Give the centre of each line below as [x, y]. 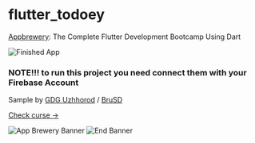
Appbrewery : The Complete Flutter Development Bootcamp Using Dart [125, 37]
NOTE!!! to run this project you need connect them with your [127, 72]
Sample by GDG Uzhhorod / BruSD [66, 100]
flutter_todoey [57, 15]
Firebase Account [44, 83]
